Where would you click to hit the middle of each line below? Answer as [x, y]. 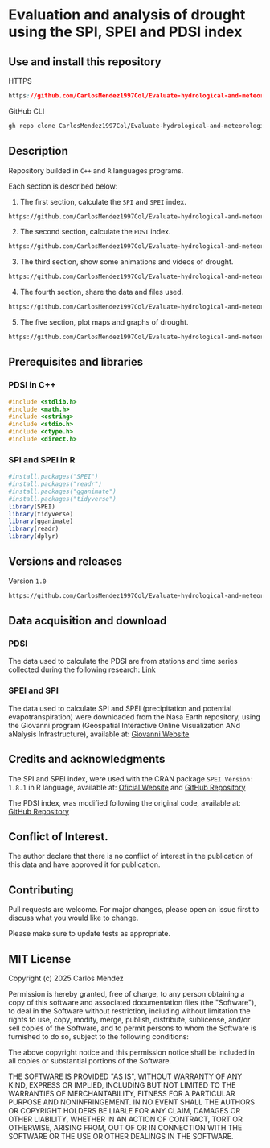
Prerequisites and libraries [76, 362]
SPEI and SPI [33, 690]
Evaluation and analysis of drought [127, 15]
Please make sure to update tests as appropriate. [90, 934]
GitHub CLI [27, 111]
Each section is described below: [63, 186]
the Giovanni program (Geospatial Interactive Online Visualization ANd [125, 725]
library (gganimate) [41, 521]
